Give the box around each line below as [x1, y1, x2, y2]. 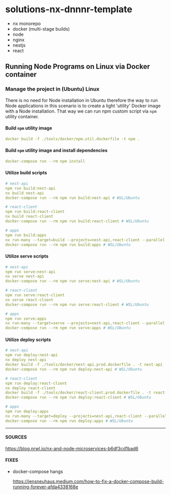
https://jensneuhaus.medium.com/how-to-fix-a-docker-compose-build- [12, 478, 164, 485]
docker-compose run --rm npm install [5, 159, 85, 164]
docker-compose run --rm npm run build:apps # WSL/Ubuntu [5, 242, 131, 247]
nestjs [12, 42, 26, 48]
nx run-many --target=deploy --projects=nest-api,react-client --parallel [5, 413, 167, 419]
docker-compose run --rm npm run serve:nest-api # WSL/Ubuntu [5, 279, 140, 284]
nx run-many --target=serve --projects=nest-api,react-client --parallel [5, 321, 165, 326]
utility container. [5, 113, 39, 119]
